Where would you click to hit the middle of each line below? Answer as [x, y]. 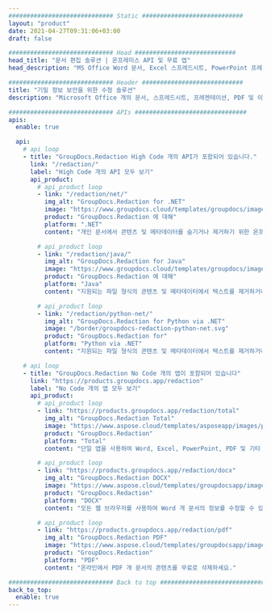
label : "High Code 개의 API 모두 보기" [92, 172]
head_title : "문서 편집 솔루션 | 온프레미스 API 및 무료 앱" [100, 61]
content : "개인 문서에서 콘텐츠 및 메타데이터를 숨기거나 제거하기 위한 [147, 232]
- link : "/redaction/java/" [84, 254]
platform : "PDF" [71, 560]
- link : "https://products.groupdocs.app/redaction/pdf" [135, 530]
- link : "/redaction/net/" [83, 195]
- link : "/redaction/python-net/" [95, 313]
